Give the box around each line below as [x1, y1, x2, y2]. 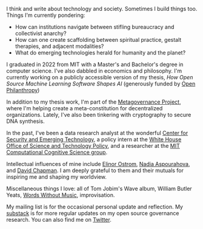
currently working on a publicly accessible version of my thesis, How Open [6, 74, 193, 81]
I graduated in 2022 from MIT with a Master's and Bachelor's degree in [6, 61, 184, 68]
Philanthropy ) [6, 87, 40, 93]
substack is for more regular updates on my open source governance [6, 210, 179, 217]
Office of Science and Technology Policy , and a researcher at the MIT [6, 142, 180, 149]
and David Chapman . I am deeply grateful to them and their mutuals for [6, 167, 184, 174]
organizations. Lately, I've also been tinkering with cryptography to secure [6, 111, 191, 118]
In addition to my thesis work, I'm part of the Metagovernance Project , [6, 98, 181, 105]
